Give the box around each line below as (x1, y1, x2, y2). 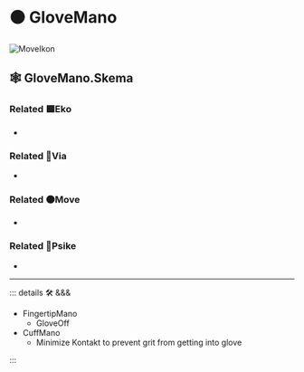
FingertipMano (22, 308, 78, 319)
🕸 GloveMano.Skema (9, 71, 134, 86)
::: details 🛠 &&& (9, 287, 71, 298)
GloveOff (35, 318, 70, 329)
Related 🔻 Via (9, 149, 67, 162)
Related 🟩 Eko (9, 103, 72, 116)
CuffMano (22, 327, 61, 338)
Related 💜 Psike (9, 240, 77, 253)
